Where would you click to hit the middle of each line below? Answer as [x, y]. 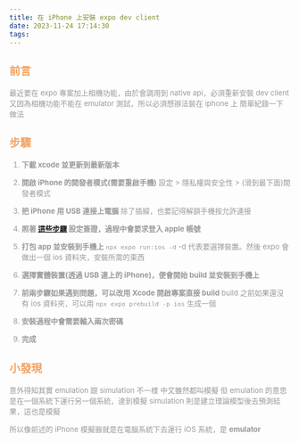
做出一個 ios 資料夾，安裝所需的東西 [83, 258]
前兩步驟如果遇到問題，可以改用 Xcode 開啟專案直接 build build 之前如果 [145, 293]
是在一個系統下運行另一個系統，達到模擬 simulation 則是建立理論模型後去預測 [141, 401]
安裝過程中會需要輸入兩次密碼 [73, 321]
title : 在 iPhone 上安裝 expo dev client [85, 17]
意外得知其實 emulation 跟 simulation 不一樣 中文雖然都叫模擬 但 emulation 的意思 [148, 390]
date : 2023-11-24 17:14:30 [59, 26]
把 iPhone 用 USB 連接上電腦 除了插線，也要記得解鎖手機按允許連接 [137, 211]
